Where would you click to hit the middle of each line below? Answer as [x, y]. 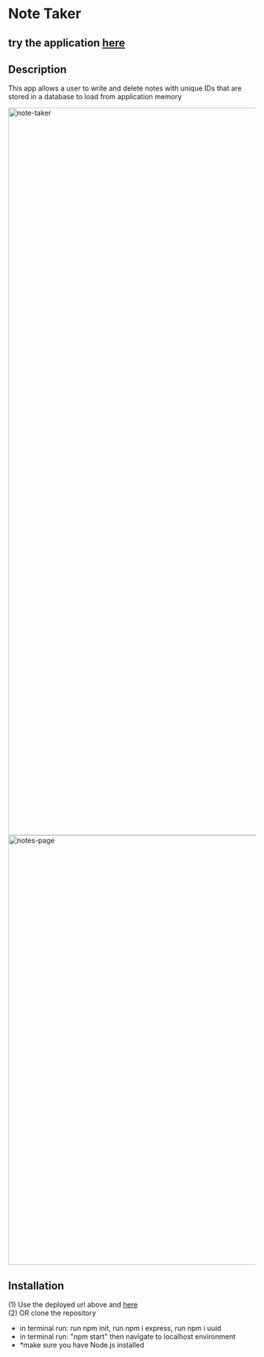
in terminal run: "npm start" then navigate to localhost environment [127, 1337]
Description [37, 69]
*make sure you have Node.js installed [82, 1345]
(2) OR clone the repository [52, 1313]
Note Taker [45, 14]
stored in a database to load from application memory [95, 97]
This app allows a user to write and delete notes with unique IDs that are [125, 88]
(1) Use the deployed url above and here [73, 1305]
